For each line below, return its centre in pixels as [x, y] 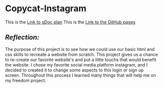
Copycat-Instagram [46, 9]
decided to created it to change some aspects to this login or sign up [74, 70]
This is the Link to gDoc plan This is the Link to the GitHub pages [70, 22]
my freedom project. [26, 80]
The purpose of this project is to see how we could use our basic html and [80, 49]
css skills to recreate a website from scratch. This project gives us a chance [81, 54]
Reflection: [22, 37]
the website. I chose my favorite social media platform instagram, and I [76, 65]
